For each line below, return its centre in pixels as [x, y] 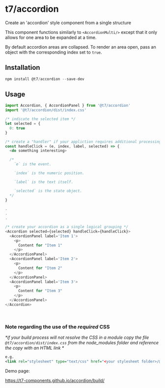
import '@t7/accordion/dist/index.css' [46, 110]
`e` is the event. [33, 164]
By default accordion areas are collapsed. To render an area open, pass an [81, 47]
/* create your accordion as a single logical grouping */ [67, 227]
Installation [23, 68]
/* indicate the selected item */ [41, 119]
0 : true [17, 128]
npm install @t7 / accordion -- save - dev [45, 79]
